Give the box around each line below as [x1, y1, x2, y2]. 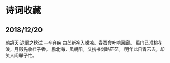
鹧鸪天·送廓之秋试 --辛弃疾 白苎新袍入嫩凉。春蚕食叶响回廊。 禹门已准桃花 [5, 39, 163, 46]
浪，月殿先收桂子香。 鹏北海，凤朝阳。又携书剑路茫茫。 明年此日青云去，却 [5, 46, 165, 52]
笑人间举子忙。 [5, 52, 37, 58]
